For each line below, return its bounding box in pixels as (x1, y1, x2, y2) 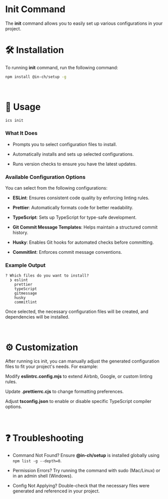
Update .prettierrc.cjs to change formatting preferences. (5, 388, 124, 395)
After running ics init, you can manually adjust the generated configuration (5, 358, 160, 365)
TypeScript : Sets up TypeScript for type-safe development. (12, 214, 137, 220)
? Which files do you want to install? (5, 273, 89, 279)
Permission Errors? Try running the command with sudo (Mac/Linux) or (12, 468, 160, 474)
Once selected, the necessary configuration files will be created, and (5, 308, 149, 314)
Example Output (5, 262, 46, 269)
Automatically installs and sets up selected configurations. (12, 151, 134, 157)
